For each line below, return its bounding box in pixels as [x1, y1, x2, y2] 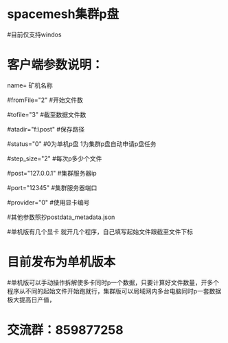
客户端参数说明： [7, 57, 104, 73]
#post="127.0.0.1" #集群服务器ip [7, 169, 98, 177]
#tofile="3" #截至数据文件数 [7, 110, 87, 118]
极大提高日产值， [7, 295, 56, 304]
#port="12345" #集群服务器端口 [7, 183, 98, 191]
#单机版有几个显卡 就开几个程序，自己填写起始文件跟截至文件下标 [7, 227, 194, 236]
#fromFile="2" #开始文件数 [7, 96, 84, 104]
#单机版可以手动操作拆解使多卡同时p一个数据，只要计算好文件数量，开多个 [7, 278, 220, 287]
